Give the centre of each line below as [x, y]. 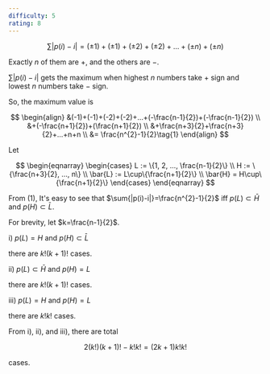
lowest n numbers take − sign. [58, 86]
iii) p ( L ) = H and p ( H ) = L [50, 300]
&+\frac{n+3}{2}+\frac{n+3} [197, 125]
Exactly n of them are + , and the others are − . [84, 62]
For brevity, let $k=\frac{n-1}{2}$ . [64, 222]
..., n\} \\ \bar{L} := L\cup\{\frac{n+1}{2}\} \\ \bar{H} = [150, 174]
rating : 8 [25, 23]
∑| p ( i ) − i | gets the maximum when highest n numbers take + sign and [124, 77]
